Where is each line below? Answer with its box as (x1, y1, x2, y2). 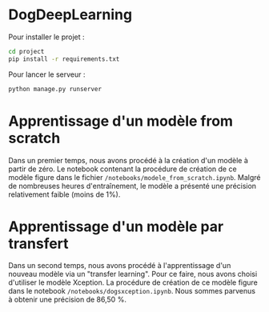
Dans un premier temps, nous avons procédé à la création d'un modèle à (8, 155, 248, 165)
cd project (8, 47, 45, 55)
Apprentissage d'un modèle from (8, 112, 234, 130)
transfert (8, 234, 70, 253)
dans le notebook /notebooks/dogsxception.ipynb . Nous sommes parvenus (8, 286, 256, 296)
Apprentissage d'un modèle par (8, 218, 224, 235)
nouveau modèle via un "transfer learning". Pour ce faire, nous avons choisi (8, 270, 258, 279)
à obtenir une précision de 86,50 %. (8, 294, 126, 305)
